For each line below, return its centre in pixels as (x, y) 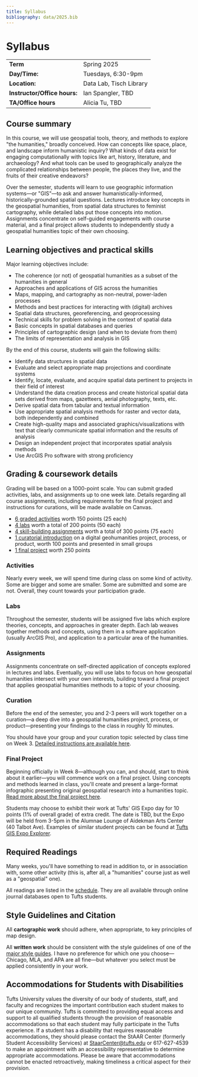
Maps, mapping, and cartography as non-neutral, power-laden (91, 295)
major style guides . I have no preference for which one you (78, 953)
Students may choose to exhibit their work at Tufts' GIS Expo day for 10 (92, 808)
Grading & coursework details (62, 474)
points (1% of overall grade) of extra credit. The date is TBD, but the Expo (95, 814)
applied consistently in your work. (47, 966)
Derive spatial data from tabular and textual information (82, 405)
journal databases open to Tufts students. (57, 897)
